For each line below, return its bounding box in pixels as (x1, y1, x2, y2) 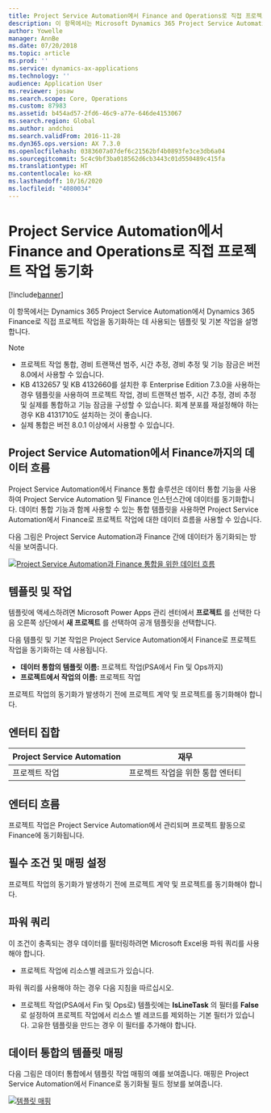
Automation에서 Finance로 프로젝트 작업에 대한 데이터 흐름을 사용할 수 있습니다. (8, 514, 262, 524)
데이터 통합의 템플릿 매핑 (8, 1046, 123, 1060)
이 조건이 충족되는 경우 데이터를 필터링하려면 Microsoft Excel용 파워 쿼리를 (8, 938, 245, 948)
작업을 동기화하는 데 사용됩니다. (8, 645, 108, 655)
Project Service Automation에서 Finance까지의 (8, 446, 243, 460)
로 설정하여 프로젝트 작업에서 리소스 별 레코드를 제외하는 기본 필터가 (19, 1010, 234, 1019)
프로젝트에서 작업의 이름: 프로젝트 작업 (19, 672, 141, 682)
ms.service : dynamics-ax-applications (8, 65, 139, 73)
